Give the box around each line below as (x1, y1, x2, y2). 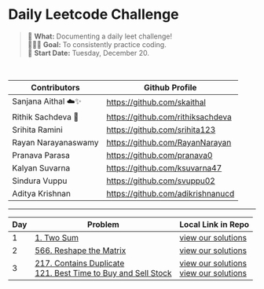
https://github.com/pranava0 (106, 149, 213, 160)
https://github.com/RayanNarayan (106, 137, 232, 148)
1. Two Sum (35, 232, 79, 243)
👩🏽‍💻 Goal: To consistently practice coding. (27, 39, 167, 49)
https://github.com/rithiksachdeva (106, 112, 232, 123)
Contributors (31, 82, 80, 93)
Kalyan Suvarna (12, 163, 71, 174)
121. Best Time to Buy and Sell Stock (35, 267, 172, 278)
